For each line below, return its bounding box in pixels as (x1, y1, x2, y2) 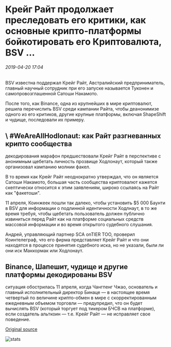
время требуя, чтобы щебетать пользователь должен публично (5, 210, 145, 217)
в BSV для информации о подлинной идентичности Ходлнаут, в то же (5, 205, 157, 211)
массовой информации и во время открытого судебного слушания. (5, 222, 153, 228)
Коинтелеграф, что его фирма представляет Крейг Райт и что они (5, 237, 149, 243)
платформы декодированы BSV (5, 270, 113, 279)
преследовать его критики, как (5, 14, 146, 26)
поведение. (5, 316, 31, 323)
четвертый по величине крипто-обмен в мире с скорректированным (5, 295, 157, 301)
